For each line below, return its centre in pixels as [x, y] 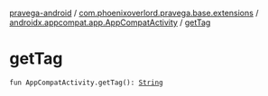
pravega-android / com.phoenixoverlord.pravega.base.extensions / [134, 13]
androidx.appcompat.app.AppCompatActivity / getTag [110, 22]
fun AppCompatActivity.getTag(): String [87, 83]
